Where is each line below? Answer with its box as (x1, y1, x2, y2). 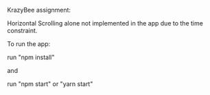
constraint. (7, 27, 38, 34)
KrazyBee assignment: (7, 6, 71, 14)
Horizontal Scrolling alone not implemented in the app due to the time (7, 19, 204, 27)
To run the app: (7, 40, 51, 47)
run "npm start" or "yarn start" (7, 80, 93, 88)
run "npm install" (7, 53, 55, 61)
